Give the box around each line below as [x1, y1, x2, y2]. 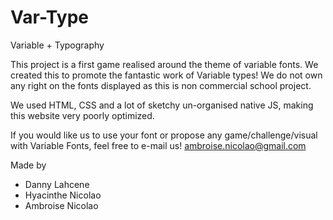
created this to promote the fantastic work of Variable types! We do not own [10, 69, 323, 81]
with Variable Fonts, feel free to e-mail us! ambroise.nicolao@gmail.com [10, 139, 307, 151]
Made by [10, 159, 47, 171]
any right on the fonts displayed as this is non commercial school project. [10, 79, 312, 91]
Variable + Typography [10, 39, 105, 51]
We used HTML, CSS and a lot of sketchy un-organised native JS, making [10, 99, 314, 111]
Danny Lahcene [24, 178, 90, 190]
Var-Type [10, 6, 89, 29]
